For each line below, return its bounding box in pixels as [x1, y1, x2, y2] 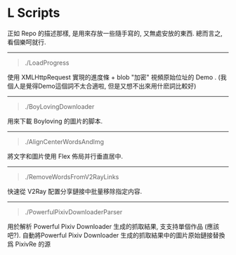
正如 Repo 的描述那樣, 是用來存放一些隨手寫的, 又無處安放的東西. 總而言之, [7, 29, 223, 37]
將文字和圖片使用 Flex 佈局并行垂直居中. [7, 152, 124, 160]
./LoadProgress [24, 58, 70, 67]
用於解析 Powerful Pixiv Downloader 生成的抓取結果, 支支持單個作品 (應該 [7, 222, 220, 230]
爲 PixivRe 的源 [7, 240, 51, 248]
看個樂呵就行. [7, 37, 47, 46]
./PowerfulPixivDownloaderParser [24, 207, 123, 216]
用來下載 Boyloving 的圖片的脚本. [7, 117, 103, 125]
